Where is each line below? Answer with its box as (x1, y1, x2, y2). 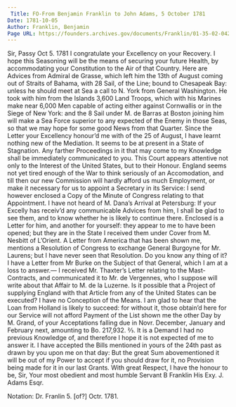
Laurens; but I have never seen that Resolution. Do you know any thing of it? (7, 251, 228, 260)
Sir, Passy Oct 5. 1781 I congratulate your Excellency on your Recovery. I (7, 49, 216, 58)
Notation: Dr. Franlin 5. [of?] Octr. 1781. (7, 392, 119, 401)
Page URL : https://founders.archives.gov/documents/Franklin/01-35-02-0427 (7, 30, 234, 37)
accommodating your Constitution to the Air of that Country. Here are (7, 64, 208, 73)
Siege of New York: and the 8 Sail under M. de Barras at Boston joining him (7, 109, 225, 118)
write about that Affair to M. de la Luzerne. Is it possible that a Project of (7, 281, 216, 289)
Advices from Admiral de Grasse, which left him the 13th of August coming (7, 72, 223, 80)
